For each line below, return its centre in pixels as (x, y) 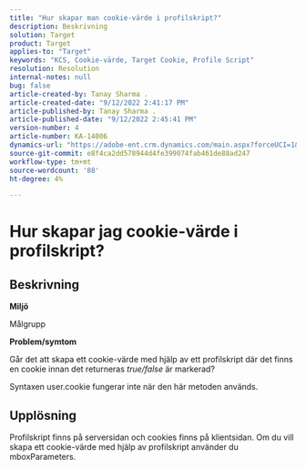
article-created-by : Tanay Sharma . (79, 94)
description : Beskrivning (58, 26)
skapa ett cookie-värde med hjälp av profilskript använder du (124, 447)
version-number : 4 (44, 128)
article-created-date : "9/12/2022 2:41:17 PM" (99, 102)
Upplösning (43, 415)
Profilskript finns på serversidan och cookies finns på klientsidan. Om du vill (152, 437)
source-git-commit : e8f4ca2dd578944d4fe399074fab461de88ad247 (130, 153)
